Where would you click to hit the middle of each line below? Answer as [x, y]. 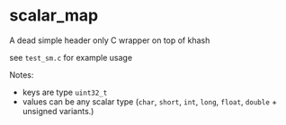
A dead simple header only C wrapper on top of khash [110, 40]
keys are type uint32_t [65, 92]
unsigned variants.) [58, 111]
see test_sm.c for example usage [71, 57]
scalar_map [54, 16]
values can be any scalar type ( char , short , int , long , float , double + [150, 101]
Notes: [22, 75]
